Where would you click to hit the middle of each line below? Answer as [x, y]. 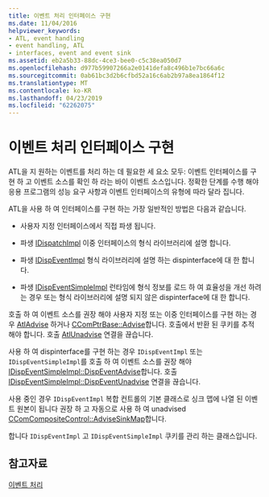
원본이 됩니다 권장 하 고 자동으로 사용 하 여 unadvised [101, 409]
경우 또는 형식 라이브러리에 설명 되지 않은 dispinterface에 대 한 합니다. [139, 298]
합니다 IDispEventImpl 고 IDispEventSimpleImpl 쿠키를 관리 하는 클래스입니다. [133, 436]
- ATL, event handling [46, 38]
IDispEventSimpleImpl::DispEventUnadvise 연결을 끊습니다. [105, 382]
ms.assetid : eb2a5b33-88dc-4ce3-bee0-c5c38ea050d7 [95, 61]
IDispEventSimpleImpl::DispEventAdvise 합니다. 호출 [93, 372]
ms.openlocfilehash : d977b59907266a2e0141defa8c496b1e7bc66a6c [117, 68]
